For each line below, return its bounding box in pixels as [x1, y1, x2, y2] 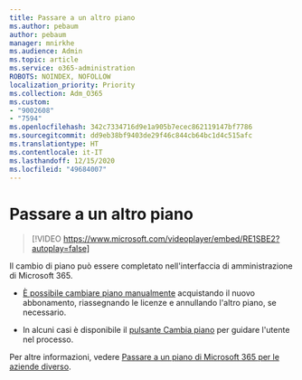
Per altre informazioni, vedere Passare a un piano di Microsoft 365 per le [9, 352, 280, 363]
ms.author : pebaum [9, 22, 79, 31]
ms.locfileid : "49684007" [9, 165, 107, 174]
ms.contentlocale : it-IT [9, 147, 103, 157]
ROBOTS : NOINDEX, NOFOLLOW [9, 72, 111, 81]
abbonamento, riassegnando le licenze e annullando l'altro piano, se [22, 298, 278, 309]
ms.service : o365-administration [9, 64, 136, 73]
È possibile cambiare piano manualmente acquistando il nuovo [22, 288, 256, 299]
